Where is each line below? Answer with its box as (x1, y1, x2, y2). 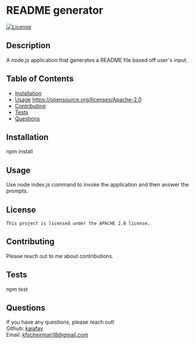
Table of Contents (6, 74, 74, 84)
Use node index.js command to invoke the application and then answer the (6, 181, 189, 188)
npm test (6, 286, 28, 293)
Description (6, 41, 51, 51)
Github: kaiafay (6, 325, 43, 332)
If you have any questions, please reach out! (6, 318, 115, 326)
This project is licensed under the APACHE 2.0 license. (6, 221, 150, 227)
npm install (6, 148, 33, 155)
